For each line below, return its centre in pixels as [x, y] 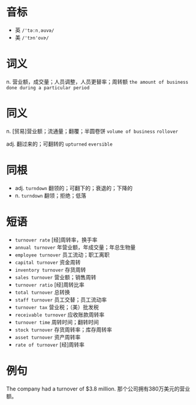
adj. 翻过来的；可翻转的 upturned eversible [59, 144]
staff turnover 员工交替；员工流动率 [61, 300]
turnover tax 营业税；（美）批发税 [57, 307]
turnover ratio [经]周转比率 [50, 285]
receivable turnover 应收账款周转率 [60, 315]
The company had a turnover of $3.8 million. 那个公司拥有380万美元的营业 [98, 389]
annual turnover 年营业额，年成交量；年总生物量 [75, 247]
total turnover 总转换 [42, 292]
